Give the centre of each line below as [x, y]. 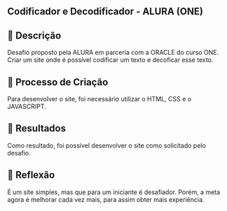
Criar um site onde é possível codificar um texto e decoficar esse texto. [110, 60]
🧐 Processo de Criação [58, 82]
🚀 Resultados [37, 128]
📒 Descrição [34, 36]
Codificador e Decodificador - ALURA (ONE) [105, 12]
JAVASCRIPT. [27, 107]
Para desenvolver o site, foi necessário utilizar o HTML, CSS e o [99, 99]
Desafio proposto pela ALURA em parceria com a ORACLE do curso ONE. [113, 53]
